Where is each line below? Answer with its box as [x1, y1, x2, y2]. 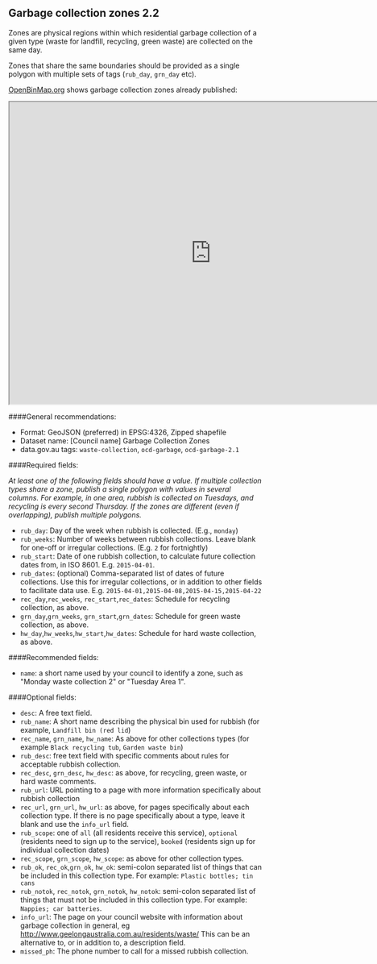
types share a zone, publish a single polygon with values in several [8, 484, 231, 494]
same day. [8, 44, 43, 55]
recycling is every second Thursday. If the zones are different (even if [8, 501, 240, 511]
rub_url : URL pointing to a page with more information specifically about [19, 785, 262, 795]
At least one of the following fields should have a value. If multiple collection [8, 476, 262, 485]
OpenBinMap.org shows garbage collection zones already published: [8, 85, 238, 94]
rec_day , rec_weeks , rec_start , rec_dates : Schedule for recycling [19, 594, 230, 604]
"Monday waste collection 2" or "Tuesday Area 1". [19, 676, 186, 686]
